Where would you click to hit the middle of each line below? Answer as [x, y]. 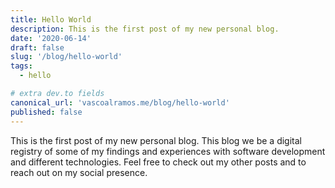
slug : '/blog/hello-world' [66, 57]
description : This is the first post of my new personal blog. [145, 29]
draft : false [37, 47]
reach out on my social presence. [79, 172]
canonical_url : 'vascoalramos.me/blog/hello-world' [120, 102]
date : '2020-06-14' [51, 38]
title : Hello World [51, 19]
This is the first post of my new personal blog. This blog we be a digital [156, 140]
